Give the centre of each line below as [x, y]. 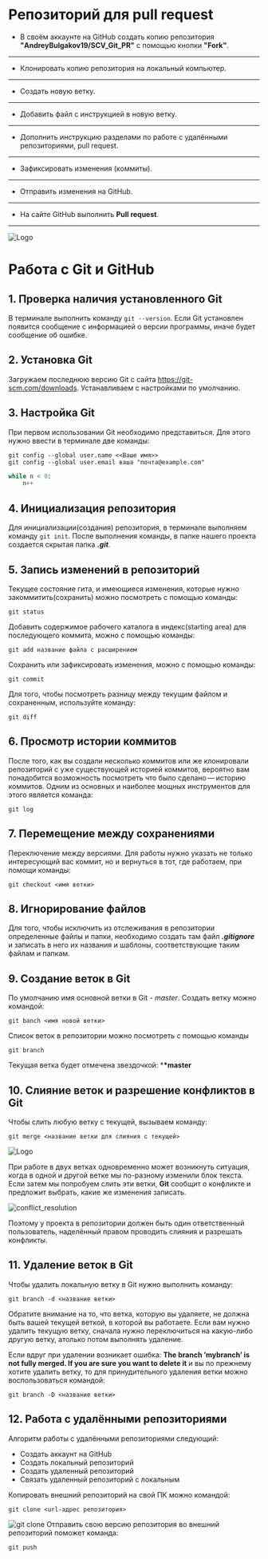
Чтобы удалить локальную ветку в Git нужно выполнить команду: [121, 1284]
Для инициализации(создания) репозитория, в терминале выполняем [128, 527]
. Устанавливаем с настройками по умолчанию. [159, 388]
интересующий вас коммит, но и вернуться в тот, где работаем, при [125, 861]
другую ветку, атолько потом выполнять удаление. [96, 1339]
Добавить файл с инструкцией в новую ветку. [99, 114]
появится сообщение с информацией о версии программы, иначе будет [132, 326]
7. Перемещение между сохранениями [112, 834]
